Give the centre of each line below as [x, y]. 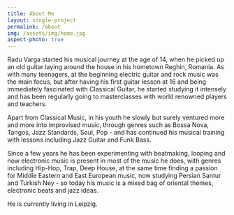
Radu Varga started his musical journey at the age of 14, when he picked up [116, 59]
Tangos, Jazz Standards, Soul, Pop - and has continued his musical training [116, 133]
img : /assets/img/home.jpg [46, 33]
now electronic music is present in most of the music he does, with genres [114, 161]
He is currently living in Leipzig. [52, 204]
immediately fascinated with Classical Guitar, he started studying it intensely [117, 89]
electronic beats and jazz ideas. [53, 191]
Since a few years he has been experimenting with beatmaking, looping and [116, 154]
